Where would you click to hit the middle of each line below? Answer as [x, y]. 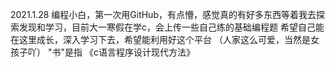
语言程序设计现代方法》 [146, 52]
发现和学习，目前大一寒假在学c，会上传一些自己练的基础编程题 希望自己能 [171, 27]
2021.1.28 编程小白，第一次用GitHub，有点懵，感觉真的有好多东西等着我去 [163, 14]
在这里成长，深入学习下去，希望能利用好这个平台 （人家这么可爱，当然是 [160, 39]
